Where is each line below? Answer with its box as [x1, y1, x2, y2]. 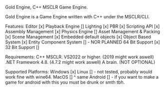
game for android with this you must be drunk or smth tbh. [5, 79, 125, 85]
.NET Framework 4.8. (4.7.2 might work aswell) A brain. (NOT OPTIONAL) [5, 59, 156, 65]
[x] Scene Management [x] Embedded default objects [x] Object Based [5, 34, 151, 40]
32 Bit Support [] [5, 45, 40, 50]
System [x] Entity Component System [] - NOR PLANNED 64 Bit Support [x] [5, 39, 161, 45]
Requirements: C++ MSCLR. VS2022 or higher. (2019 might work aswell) [5, 54, 155, 60]
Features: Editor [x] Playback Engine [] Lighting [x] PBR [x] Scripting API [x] [5, 23, 160, 29]
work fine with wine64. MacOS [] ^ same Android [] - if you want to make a [5, 74, 159, 80]
